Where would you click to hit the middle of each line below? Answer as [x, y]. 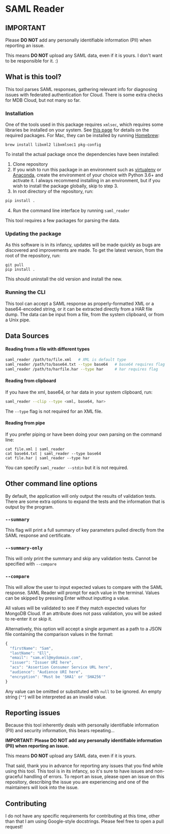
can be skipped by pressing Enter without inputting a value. [67, 598]
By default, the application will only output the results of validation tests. [81, 496]
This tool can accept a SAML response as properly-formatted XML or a [80, 303]
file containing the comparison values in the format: [59, 634]
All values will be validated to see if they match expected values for [76, 608]
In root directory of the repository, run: [53, 191]
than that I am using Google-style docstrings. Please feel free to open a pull [84, 821]
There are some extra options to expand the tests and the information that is [85, 501]
